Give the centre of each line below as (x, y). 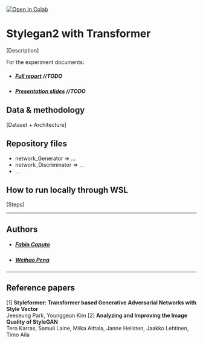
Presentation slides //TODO (50, 91)
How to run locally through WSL (67, 190)
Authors (22, 229)
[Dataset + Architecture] (36, 124)
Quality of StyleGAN (32, 322)
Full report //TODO (39, 76)
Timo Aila (18, 335)
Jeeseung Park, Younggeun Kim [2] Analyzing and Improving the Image (97, 315)
